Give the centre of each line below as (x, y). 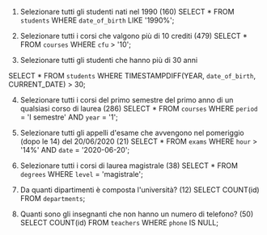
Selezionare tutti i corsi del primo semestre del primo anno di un (127, 100)
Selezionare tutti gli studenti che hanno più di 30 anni (109, 60)
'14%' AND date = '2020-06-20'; (75, 150)
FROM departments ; (53, 198)
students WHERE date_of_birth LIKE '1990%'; (97, 20)
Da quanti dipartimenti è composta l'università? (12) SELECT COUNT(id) (140, 190)
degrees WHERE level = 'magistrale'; (81, 174)
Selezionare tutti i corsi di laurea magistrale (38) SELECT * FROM (129, 166)
